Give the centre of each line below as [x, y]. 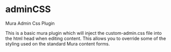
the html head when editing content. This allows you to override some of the [86, 38]
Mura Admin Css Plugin [30, 23]
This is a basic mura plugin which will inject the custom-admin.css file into [84, 33]
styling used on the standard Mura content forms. [58, 43]
